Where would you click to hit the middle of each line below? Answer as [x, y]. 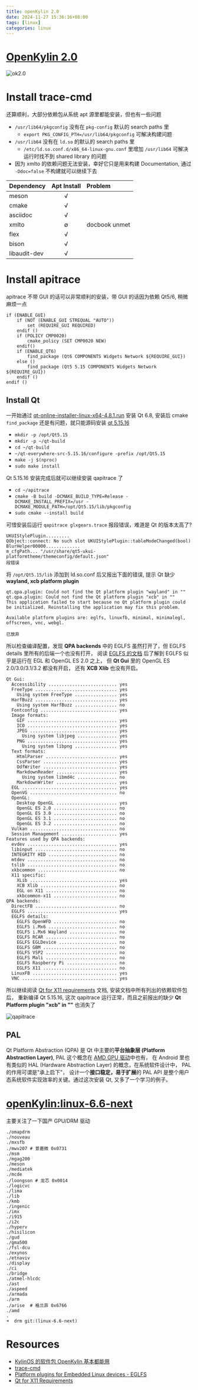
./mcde [14, 1174]
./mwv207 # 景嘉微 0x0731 [37, 1148]
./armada [17, 1294]
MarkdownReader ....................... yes [72, 772]
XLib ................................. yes [72, 880]
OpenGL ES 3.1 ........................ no [71, 818]
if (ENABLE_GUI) [26, 315]
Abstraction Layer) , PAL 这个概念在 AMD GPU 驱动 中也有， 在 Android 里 [95, 1057]
